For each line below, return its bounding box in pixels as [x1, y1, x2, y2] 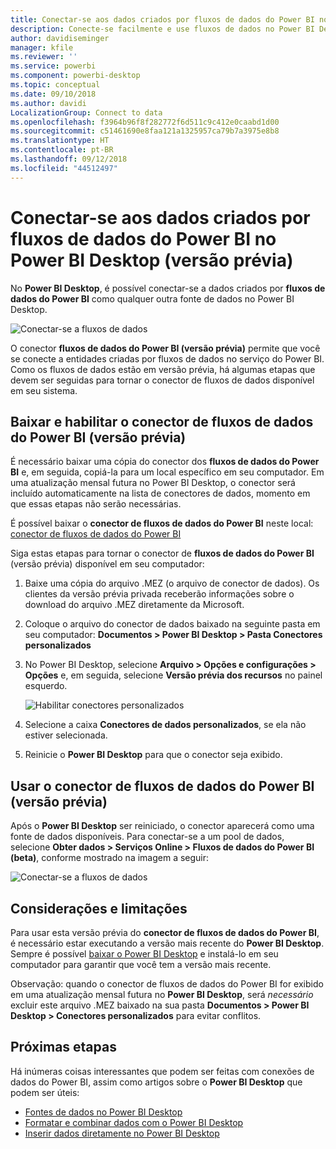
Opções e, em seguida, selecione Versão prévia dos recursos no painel [24, 669, 323, 681]
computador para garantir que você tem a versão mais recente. [10, 959, 272, 970]
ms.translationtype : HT [10, 136, 110, 146]
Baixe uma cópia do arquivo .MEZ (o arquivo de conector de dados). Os [24, 577, 320, 590]
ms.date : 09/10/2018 [10, 89, 97, 99]
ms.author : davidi [10, 98, 87, 108]
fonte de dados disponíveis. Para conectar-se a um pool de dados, [10, 831, 285, 843]
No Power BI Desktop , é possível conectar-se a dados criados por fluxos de [10, 282, 326, 294]
